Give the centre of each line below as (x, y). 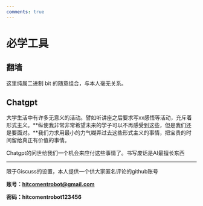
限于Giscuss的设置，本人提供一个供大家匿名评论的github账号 (82, 172)
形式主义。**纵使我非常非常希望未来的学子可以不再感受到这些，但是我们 (96, 125)
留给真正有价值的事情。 (40, 140)
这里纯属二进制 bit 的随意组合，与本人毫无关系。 (66, 83)
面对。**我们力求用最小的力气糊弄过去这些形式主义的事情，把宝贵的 (101, 133)
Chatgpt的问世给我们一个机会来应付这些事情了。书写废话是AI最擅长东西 (95, 153)
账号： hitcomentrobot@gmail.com (50, 184)
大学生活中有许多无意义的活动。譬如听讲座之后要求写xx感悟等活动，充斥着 (99, 117)
